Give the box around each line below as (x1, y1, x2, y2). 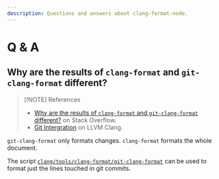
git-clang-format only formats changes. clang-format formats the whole (7, 136, 212, 144)
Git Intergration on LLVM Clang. (34, 123, 123, 131)
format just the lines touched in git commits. (7, 164, 131, 172)
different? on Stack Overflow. (34, 115, 117, 124)
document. (7, 143, 38, 152)
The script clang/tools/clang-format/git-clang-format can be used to (7, 156, 207, 165)
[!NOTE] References (23, 95, 81, 103)
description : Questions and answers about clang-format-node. (7, 10, 188, 17)
